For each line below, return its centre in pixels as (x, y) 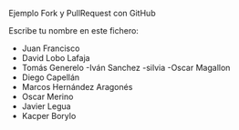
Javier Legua (46, 106)
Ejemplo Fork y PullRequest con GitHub (82, 13)
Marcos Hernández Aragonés (77, 87)
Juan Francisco (51, 48)
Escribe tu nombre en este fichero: (73, 30)
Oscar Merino (47, 96)
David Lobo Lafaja (56, 58)
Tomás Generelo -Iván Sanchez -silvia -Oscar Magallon (126, 68)
